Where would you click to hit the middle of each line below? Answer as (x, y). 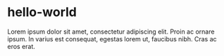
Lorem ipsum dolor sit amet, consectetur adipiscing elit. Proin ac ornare (111, 31)
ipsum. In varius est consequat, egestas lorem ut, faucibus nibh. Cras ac (112, 38)
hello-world (42, 12)
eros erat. (21, 46)
